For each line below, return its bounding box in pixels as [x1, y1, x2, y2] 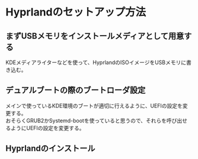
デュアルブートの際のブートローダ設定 [5, 85, 146, 96]
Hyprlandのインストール [5, 144, 95, 154]
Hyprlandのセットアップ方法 [5, 5, 146, 19]
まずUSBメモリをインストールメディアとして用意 [5, 31, 184, 41]
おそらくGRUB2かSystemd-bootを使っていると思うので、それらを [5, 117, 167, 124]
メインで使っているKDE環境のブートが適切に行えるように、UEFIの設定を [5, 102, 183, 109]
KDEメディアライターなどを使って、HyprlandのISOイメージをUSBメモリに [5, 59, 187, 66]
